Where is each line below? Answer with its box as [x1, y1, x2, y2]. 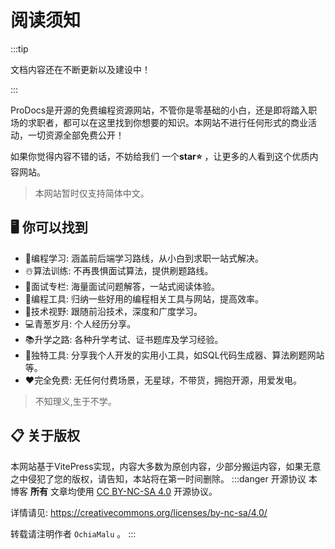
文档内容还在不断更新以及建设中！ [10, 63, 151, 75]
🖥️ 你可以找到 [10, 219, 88, 236]
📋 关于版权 [10, 427, 81, 445]
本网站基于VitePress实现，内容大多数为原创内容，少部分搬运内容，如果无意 [10, 460, 322, 472]
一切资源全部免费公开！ [27, 129, 125, 141]
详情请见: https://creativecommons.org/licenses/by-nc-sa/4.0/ [10, 506, 268, 518]
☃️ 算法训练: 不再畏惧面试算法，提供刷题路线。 [24, 264, 214, 276]
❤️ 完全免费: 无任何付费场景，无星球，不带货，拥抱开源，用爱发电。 [24, 374, 303, 386]
